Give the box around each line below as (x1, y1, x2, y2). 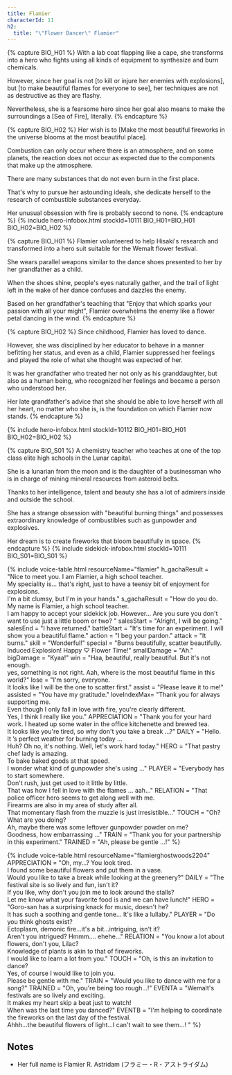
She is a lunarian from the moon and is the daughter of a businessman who (7, 467, 222, 476)
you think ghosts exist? (7, 918, 73, 926)
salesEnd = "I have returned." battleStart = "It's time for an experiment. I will (7, 624, 224, 633)
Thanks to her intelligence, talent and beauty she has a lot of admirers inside (7, 488, 226, 497)
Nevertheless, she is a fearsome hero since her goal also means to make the (7, 105, 225, 113)
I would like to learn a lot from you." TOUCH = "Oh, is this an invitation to (7, 954, 214, 963)
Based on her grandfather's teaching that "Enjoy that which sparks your (7, 300, 212, 308)
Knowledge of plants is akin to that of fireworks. (7, 947, 144, 956)
